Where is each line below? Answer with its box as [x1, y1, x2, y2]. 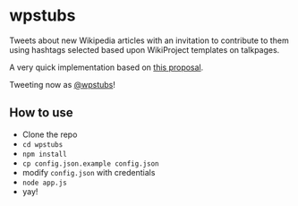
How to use [9, 105, 73, 121]
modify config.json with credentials [21, 167, 156, 177]
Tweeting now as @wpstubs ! [9, 79, 116, 90]
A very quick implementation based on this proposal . [9, 62, 204, 73]
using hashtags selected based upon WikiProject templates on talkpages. [9, 44, 280, 55]
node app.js [21, 178, 67, 187]
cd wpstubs [21, 140, 64, 149]
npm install [21, 150, 67, 159]
